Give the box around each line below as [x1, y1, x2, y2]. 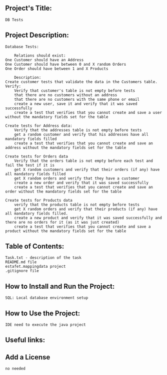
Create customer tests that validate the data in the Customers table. [5, 79, 157, 84]
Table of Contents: [5, 242, 64, 251]
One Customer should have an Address [5, 57, 84, 62]
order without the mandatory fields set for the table [5, 189, 122, 194]
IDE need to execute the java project [5, 322, 86, 327]
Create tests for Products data [5, 198, 72, 203]
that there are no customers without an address [14, 92, 117, 97]
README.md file [5, 260, 37, 265]
